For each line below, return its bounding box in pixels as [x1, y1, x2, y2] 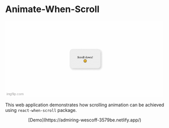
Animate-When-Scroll [5, 4, 100, 15]
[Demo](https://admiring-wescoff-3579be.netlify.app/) [28, 117, 142, 123]
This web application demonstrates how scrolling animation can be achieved [5, 102, 164, 108]
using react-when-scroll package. [5, 107, 77, 113]
